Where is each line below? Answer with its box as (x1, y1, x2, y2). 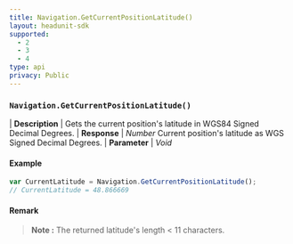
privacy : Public (9, 71, 69, 80)
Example (9, 158, 43, 168)
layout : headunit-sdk (9, 21, 90, 30)
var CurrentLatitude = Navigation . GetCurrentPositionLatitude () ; (9, 177, 256, 187)
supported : (9, 29, 50, 38)
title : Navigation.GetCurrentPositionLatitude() (9, 12, 193, 22)
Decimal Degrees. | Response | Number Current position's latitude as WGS (9, 128, 285, 139)
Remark (9, 205, 39, 216)
